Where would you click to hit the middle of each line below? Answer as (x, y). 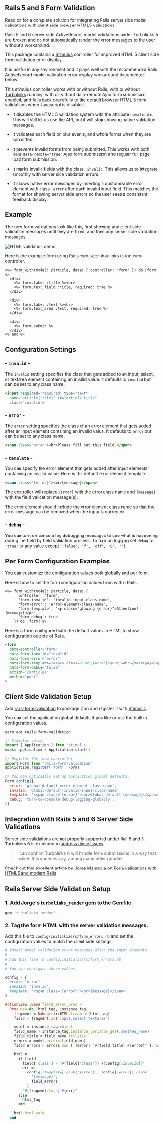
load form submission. (34, 159)
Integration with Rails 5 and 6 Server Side (69, 819)
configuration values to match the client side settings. (59, 942)
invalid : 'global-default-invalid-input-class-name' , (65, 790)
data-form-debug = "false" (35, 667)
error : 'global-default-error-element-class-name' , (63, 786)
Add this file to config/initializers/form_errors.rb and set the (69, 936)
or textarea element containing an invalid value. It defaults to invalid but (78, 379)
